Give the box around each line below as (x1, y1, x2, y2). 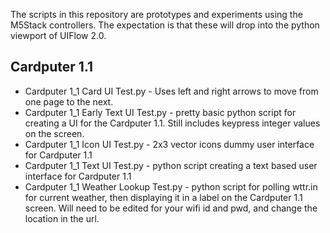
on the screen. (24, 127, 85, 139)
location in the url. (24, 212, 100, 224)
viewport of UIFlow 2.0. (10, 30, 107, 41)
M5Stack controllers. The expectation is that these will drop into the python (10, 19, 320, 31)
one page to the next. (24, 95, 114, 108)
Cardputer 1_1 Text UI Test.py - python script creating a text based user (24, 159, 318, 171)
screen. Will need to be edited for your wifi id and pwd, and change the (24, 202, 318, 214)
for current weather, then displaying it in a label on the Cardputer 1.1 (24, 191, 303, 203)
